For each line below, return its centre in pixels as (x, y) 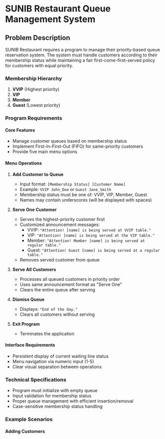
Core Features (20, 130)
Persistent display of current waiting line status (60, 356)
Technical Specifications (36, 380)
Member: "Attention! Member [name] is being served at (86, 240)
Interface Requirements (30, 345)
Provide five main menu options (45, 152)
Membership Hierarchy (34, 78)
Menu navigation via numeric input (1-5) (53, 361)
